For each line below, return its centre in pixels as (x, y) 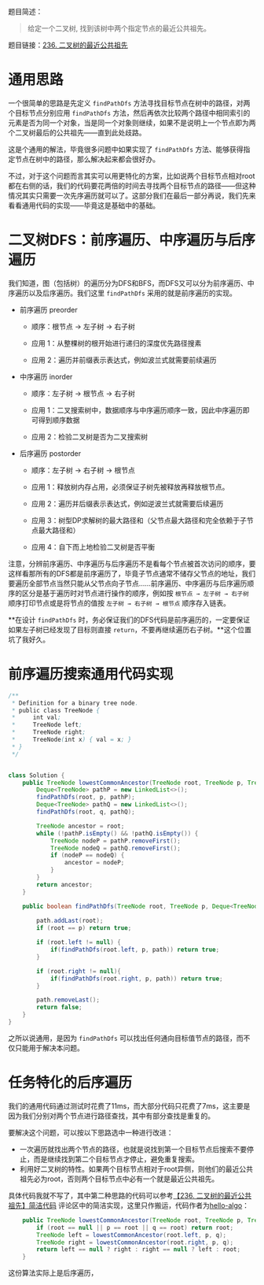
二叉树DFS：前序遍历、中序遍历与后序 (132, 241)
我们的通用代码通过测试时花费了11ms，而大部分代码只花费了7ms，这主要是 (129, 1105)
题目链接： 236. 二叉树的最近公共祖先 (68, 45)
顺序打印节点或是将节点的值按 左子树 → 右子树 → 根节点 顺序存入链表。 (119, 603)
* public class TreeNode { (56, 710)
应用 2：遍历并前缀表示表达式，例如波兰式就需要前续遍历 (124, 360)
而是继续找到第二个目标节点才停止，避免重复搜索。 (116, 1159)
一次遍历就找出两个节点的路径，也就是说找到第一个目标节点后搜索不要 (133, 1149)
